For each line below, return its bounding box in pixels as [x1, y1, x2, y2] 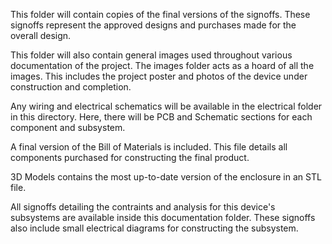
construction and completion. [10, 81, 132, 93]
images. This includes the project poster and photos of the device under [10, 70, 308, 82]
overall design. [10, 30, 72, 41]
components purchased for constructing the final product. [10, 152, 250, 163]
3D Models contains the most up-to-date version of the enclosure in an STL [10, 171, 322, 183]
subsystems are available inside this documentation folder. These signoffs [10, 212, 316, 223]
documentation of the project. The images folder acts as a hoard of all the [10, 60, 315, 71]
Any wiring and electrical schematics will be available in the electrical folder [10, 100, 323, 112]
